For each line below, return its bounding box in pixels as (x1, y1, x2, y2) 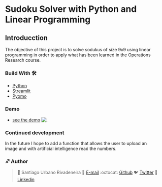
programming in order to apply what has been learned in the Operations (5, 52, 151, 58)
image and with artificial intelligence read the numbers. (5, 146, 117, 151)
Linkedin (17, 177, 35, 183)
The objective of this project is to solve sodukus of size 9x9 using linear (5, 47, 151, 52)
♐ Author (5, 158, 28, 165)
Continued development (5, 129, 65, 136)
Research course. (5, 57, 41, 63)
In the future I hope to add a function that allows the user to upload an (5, 140, 147, 146)
